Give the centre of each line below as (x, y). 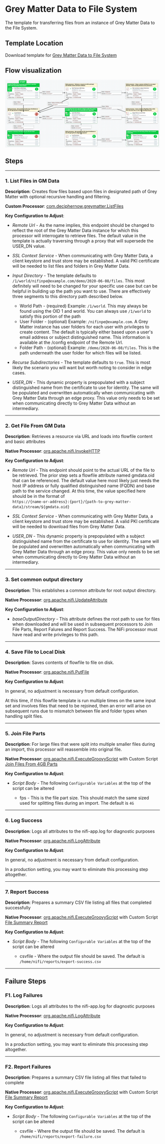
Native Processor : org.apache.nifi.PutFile (47, 672)
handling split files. (24, 716)
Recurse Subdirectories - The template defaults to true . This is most (81, 362)
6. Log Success (24, 820)
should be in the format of (39, 496)
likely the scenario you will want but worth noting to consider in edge (82, 368)
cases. (19, 373)
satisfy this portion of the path (50, 316)
